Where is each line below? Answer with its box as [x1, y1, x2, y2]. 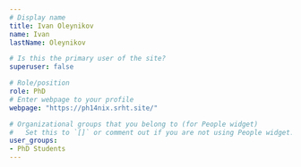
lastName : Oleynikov [9, 38, 87, 47]
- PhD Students [9, 145, 66, 154]
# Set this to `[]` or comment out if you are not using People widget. [9, 128, 295, 137]
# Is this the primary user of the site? [9, 54, 167, 63]
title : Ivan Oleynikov [9, 21, 94, 30]
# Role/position [9, 79, 70, 88]
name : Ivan [9, 29, 50, 38]
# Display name [9, 13, 66, 22]
